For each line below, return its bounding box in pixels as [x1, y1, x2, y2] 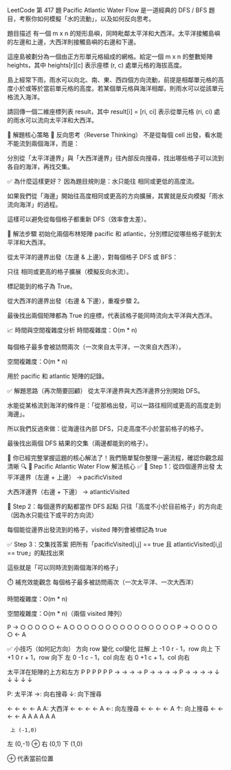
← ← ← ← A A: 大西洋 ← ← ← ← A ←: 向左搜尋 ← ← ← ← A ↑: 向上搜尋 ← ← [7, 705, 224, 712]
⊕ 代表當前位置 [7, 754, 54, 762]
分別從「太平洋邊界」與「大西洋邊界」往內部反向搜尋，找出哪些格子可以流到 [7, 154, 224, 162]
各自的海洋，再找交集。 [7, 162, 74, 171]
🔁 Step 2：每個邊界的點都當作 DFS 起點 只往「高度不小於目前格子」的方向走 [7, 502, 223, 511]
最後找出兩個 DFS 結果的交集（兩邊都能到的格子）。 [7, 439, 153, 447]
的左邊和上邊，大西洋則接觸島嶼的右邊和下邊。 [7, 38, 140, 46]
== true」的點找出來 [7, 549, 65, 557]
